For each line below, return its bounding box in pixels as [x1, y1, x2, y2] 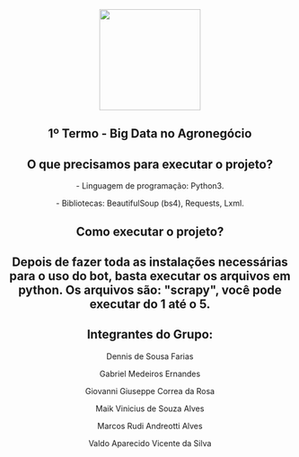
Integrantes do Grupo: [86, 327, 214, 342]
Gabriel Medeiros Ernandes [99, 368, 201, 379]
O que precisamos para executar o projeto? [26, 156, 274, 171]
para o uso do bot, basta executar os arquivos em [9, 268, 291, 284]
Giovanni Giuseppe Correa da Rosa [84, 385, 215, 396]
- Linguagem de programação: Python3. [75, 180, 224, 191]
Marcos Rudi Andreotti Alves [97, 420, 203, 431]
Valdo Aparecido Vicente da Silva [88, 437, 212, 448]
